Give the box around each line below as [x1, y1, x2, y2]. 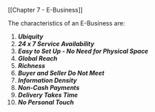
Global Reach [17, 54, 58, 63]
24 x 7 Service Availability [17, 40, 95, 47]
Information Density [17, 76, 78, 85]
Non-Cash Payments [17, 84, 80, 91]
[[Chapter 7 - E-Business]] [8, 6, 83, 14]
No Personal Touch [17, 98, 74, 106]
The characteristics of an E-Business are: [8, 19, 125, 27]
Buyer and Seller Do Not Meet [17, 69, 105, 77]
